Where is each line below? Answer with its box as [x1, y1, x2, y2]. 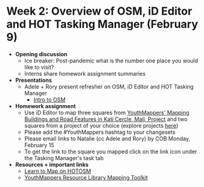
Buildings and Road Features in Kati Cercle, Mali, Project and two [24, 115, 188, 123]
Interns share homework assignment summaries [24, 70, 146, 77]
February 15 [24, 141, 54, 148]
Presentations [15, 76, 52, 84]
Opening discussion [15, 50, 68, 57]
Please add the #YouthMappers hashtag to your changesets [24, 128, 176, 136]
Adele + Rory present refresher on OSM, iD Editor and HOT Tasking [24, 82, 194, 90]
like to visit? [24, 63, 54, 71]
